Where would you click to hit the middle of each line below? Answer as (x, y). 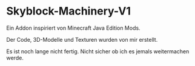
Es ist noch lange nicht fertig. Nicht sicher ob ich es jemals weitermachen (98, 51)
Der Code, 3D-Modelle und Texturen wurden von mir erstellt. (82, 39)
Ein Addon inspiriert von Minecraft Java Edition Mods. (73, 28)
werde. (15, 58)
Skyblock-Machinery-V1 (69, 11)
